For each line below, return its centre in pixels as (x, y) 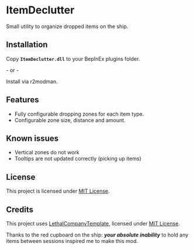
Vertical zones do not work (47, 152)
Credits (20, 209)
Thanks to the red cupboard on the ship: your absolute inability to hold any (97, 235)
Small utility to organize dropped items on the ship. (67, 26)
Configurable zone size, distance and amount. (70, 120)
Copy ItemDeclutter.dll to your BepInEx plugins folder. (73, 58)
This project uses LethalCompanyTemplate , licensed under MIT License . (93, 223)
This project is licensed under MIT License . (58, 191)
